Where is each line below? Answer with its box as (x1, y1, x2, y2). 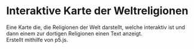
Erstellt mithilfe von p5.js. (6, 36, 68, 43)
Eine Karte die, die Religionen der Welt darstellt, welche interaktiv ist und (6, 24, 186, 31)
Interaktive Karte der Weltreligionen (6, 4, 189, 18)
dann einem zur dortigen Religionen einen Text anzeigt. (6, 30, 143, 37)
